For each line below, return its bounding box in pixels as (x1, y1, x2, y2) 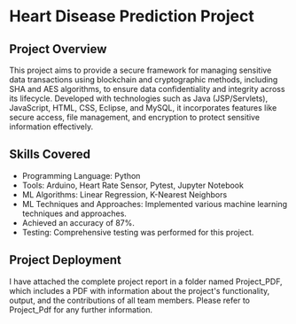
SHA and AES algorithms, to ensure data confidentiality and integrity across (9, 84, 285, 94)
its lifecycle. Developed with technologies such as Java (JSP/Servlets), (9, 93, 269, 104)
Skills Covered (9, 147, 91, 162)
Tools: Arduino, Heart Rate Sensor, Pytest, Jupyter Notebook (21, 180, 244, 190)
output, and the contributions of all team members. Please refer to (9, 295, 251, 305)
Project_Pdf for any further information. (9, 304, 153, 315)
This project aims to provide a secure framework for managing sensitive (9, 65, 272, 75)
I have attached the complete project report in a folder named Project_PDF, (9, 276, 283, 287)
